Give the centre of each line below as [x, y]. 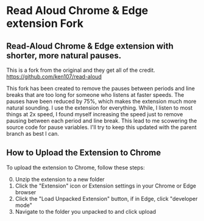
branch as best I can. [33, 134]
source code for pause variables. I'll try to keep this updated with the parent [101, 127]
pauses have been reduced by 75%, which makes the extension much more [101, 101]
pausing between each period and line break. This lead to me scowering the [102, 121]
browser [26, 192]
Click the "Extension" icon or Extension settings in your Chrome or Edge [106, 186]
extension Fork [45, 23]
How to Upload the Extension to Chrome [84, 153]
